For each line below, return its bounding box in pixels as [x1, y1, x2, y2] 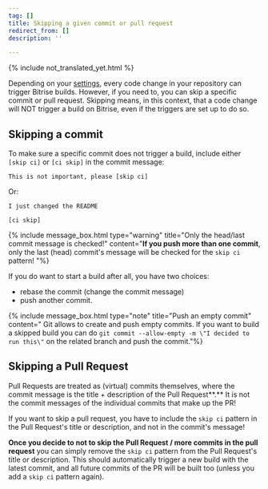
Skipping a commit [8, 127, 104, 141]
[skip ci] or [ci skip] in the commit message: [8, 157, 165, 167]
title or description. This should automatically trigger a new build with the [8, 455, 249, 464]
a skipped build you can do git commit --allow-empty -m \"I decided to [8, 328, 250, 337]
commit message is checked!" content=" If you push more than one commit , [8, 239, 261, 249]
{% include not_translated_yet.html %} [8, 63, 134, 73]
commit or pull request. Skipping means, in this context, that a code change [8, 95, 258, 105]
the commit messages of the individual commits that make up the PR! [8, 398, 236, 407]
